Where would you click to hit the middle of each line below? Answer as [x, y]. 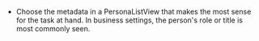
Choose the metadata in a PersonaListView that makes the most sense [134, 12]
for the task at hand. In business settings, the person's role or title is [129, 20]
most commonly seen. [53, 29]
